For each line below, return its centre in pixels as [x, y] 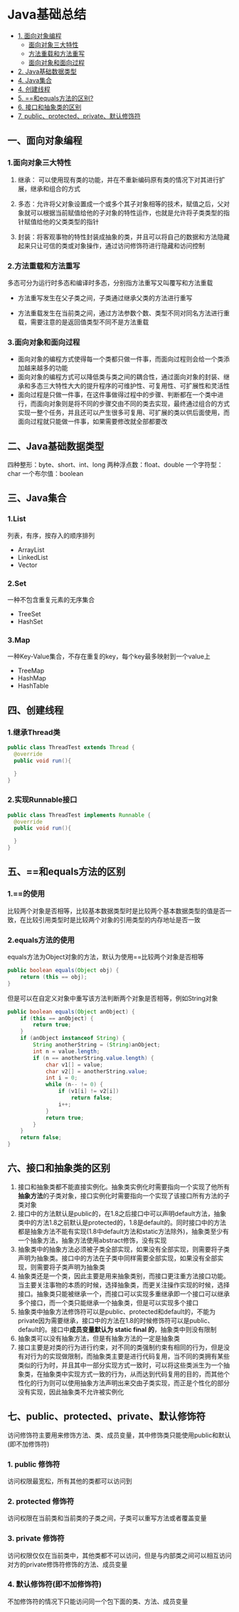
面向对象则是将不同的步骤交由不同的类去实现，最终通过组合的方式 [133, 404]
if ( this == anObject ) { [57, 1018]
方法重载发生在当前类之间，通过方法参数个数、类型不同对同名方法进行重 [123, 313]
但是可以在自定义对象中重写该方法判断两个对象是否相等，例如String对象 [113, 998]
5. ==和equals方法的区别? [55, 98]
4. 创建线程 [34, 89]
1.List [17, 519]
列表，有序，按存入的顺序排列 [51, 535]
